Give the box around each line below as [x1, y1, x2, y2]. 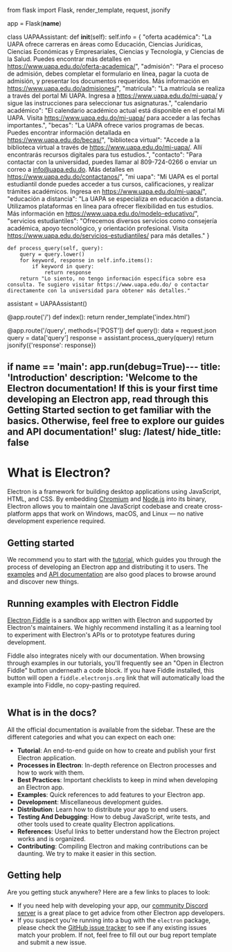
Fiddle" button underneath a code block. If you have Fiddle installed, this [7, 666, 215, 674]
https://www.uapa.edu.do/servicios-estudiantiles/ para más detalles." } [7, 231, 210, 240]
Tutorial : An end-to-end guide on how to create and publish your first [17, 746, 216, 755]
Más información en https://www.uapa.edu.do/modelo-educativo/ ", [7, 209, 199, 218]
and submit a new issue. [17, 938, 87, 946]
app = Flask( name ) [7, 19, 62, 27]
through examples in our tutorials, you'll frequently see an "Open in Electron [7, 658, 224, 667]
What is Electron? [7, 464, 111, 480]
